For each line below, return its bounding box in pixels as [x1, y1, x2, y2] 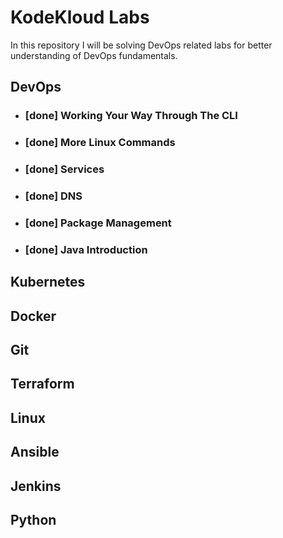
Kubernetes [10, 274, 86, 291]
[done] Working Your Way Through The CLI [24, 109, 238, 123]
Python [10, 511, 57, 528]
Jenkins [10, 477, 62, 495]
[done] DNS [24, 189, 83, 203]
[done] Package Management [24, 216, 172, 230]
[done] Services [24, 162, 105, 176]
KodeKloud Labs [10, 6, 150, 29]
